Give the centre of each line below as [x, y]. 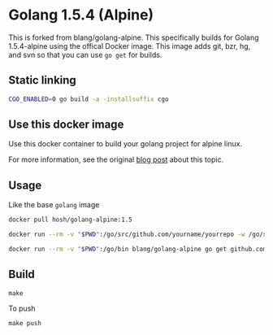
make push [25, 323]
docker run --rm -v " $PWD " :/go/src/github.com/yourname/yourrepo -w [127, 235]
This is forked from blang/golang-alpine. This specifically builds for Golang [134, 37]
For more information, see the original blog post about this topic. [116, 159]
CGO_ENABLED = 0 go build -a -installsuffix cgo [89, 99]
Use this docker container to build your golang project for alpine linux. [125, 144]
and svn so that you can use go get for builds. [85, 54]
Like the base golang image [54, 205]
